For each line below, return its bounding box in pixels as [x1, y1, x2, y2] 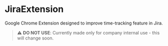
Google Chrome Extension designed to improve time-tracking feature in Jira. [5, 20, 163, 26]
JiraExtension [5, 3, 64, 15]
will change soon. [17, 35, 54, 41]
